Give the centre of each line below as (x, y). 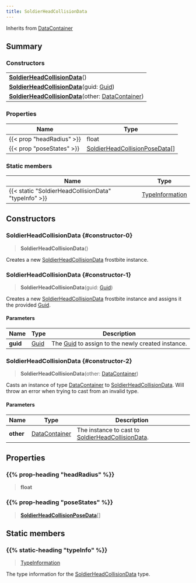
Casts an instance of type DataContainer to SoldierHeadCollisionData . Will (95, 385)
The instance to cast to (108, 430)
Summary (24, 46)
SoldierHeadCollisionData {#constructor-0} (69, 235)
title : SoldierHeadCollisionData (47, 11)
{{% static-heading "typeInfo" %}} (57, 550)
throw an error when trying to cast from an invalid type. (72, 391)
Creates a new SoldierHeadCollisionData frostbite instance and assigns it (94, 299)
